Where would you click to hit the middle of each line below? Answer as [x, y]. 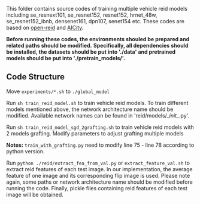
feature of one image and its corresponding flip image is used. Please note [98, 175]
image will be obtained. [35, 194]
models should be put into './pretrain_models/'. [66, 58]
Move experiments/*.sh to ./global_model [58, 91]
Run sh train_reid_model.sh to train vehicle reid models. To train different [97, 103]
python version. [25, 151]
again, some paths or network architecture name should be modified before [99, 182]
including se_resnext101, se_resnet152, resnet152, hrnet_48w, [82, 15]
